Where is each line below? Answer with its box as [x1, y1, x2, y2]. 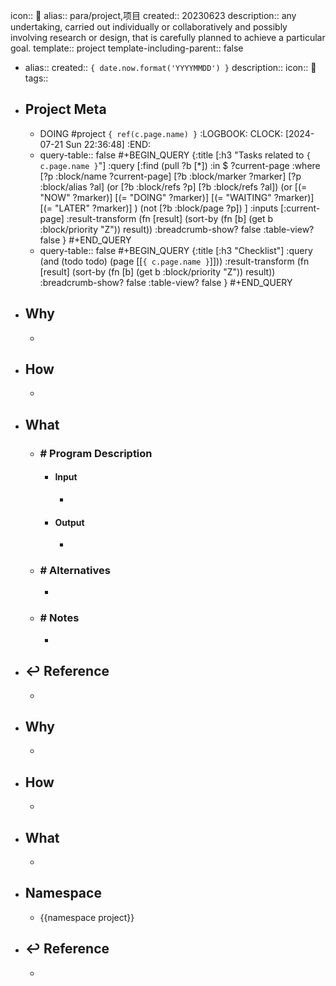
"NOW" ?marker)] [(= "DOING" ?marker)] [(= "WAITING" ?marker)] [39, 191, 315, 203]
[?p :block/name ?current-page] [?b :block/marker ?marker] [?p [39, 170, 302, 182]
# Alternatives [39, 564, 111, 578]
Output [54, 516, 85, 528]
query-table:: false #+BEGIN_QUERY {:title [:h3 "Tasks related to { [39, 149, 312, 161]
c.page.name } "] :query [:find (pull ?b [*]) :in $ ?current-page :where [39, 159, 321, 171]
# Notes [39, 611, 80, 625]
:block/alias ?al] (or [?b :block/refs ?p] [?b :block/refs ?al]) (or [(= [39, 180, 308, 193]
